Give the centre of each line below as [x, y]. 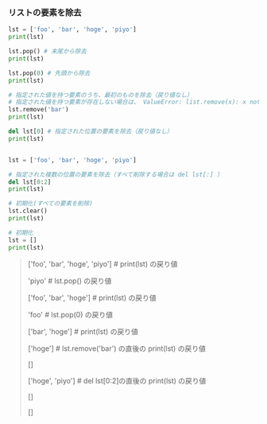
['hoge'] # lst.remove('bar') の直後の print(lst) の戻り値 [117, 348]
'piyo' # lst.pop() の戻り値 [70, 281]
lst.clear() [28, 211]
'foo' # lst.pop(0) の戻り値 [70, 314]
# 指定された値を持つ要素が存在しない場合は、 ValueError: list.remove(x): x [127, 102]
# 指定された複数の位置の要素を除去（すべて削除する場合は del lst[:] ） [116, 174]
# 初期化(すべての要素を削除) [51, 204]
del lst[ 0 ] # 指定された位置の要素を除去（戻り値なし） [91, 132]
